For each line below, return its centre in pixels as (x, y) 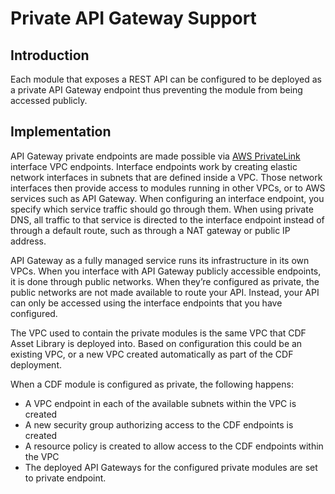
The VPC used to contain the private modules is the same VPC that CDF (158, 333)
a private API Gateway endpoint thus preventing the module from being (156, 90)
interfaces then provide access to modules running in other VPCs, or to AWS (168, 188)
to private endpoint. (65, 478)
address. (28, 241)
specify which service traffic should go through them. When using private (162, 209)
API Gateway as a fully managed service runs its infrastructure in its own (160, 260)
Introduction (50, 55)
